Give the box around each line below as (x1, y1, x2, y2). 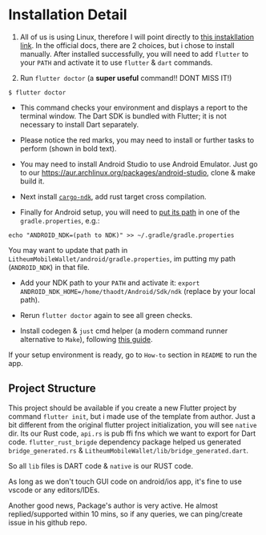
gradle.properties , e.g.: (19, 215, 100, 225)
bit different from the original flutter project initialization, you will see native (8, 420, 257, 429)
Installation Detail (8, 6, 127, 24)
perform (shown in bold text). (19, 143, 117, 153)
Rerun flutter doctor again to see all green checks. (19, 310, 193, 320)
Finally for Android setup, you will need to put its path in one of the (19, 207, 240, 217)
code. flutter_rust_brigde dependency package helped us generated (8, 436, 242, 446)
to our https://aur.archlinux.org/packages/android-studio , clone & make (19, 167, 256, 177)
